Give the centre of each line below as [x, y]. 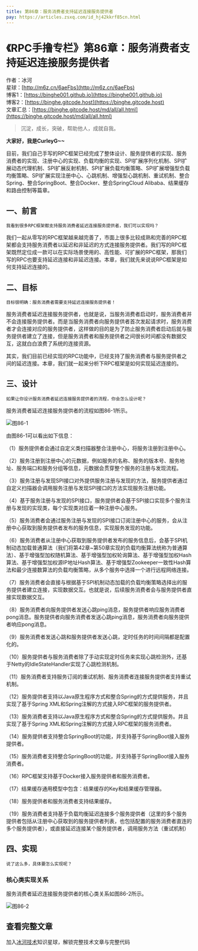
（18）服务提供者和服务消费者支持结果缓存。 [60, 801]
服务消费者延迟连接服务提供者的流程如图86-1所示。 [68, 410]
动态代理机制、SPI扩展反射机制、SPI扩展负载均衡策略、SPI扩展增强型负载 [100, 168]
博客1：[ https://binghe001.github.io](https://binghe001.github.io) [84, 95]
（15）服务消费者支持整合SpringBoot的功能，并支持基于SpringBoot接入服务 [98, 756]
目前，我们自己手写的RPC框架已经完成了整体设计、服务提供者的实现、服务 [97, 153]
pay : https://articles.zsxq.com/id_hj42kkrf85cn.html [74, 17]
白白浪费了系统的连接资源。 [60, 344]
